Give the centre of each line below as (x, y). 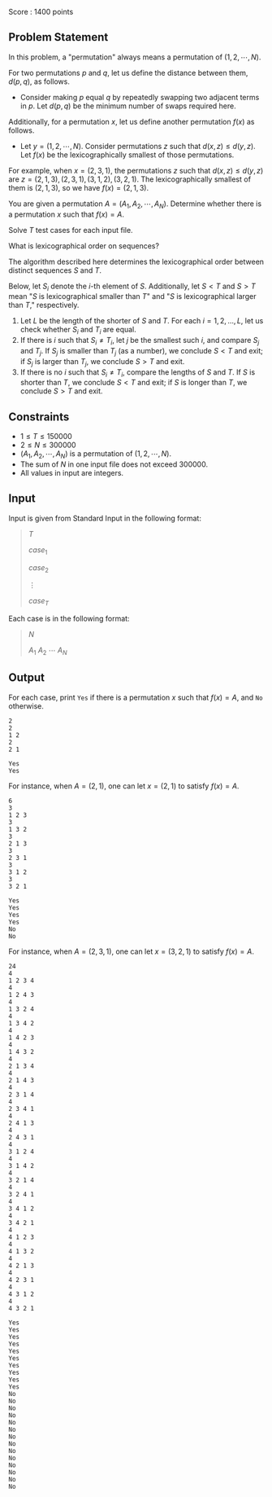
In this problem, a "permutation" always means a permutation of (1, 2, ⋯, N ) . (135, 57)
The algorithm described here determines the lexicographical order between (136, 261)
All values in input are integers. (72, 473)
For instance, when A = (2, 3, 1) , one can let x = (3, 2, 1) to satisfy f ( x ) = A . (131, 951)
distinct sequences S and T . (55, 270)
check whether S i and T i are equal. (78, 331)
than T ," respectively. (44, 305)
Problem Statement (58, 37)
